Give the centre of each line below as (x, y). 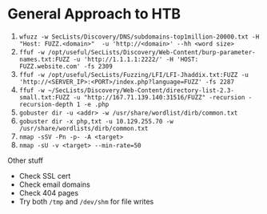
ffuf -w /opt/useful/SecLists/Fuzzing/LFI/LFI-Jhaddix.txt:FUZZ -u (133, 75)
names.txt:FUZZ (44, 59)
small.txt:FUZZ (44, 97)
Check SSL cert (45, 176)
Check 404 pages (49, 192)
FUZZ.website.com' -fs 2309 (66, 66)
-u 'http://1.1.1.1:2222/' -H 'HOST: (136, 59)
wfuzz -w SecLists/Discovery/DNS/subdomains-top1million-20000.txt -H (139, 37)
